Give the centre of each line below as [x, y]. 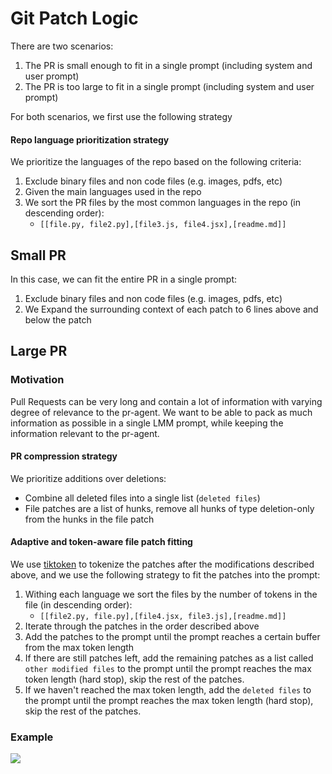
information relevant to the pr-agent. [85, 433]
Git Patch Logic [74, 18]
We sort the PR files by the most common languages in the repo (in [162, 203]
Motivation [37, 380]
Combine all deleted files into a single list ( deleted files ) [142, 498]
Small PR [38, 255]
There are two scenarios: [62, 46]
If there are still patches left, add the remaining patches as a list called [169, 658]
